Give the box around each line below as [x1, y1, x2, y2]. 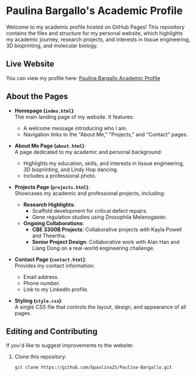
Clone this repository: [14, 353, 67, 360]
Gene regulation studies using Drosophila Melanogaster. [32, 213, 168, 220]
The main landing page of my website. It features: [14, 113, 135, 120]
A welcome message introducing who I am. [23, 125, 128, 132]
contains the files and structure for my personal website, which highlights [6, 29, 183, 36]
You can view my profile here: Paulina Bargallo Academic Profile [6, 74, 161, 81]
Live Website [6, 59, 54, 69]
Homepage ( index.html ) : [14, 107, 75, 114]
